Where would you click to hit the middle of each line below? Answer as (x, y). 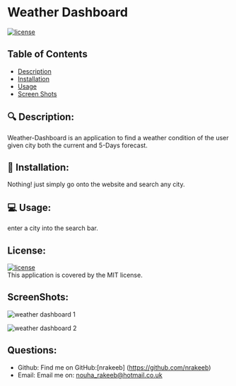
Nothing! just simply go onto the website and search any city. (96, 184)
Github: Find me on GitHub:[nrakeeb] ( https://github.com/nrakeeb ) (114, 367)
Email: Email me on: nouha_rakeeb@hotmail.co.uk (90, 375)
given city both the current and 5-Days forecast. (78, 145)
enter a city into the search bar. (53, 228)
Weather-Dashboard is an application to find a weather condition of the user (118, 137)
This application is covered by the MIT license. (75, 275)
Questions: (32, 350)
